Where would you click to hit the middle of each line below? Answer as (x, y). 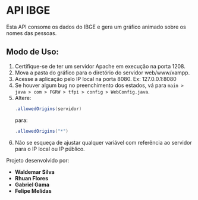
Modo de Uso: (33, 52)
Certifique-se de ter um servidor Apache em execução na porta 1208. (100, 66)
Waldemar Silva (34, 172)
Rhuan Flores (32, 178)
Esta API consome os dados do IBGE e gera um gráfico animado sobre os (96, 27)
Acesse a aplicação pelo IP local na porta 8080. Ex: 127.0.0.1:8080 (95, 79)
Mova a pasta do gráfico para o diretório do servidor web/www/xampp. (102, 73)
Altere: (23, 98)
